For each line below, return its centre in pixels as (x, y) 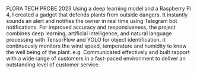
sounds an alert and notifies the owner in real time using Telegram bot (92, 21)
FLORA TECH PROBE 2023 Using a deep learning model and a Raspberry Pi (99, 9)
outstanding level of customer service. (53, 65)
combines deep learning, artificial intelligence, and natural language (89, 33)
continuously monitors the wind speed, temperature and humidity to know (96, 46)
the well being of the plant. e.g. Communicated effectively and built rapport (98, 52)
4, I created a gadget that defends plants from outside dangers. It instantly (97, 15)
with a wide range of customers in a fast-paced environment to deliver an (96, 58)
